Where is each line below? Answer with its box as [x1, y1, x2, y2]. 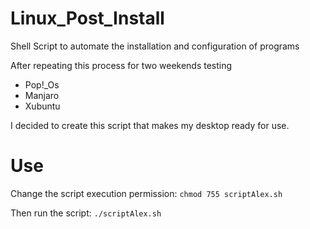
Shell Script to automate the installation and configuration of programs [10, 40, 300, 52]
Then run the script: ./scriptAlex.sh [10, 207, 162, 219]
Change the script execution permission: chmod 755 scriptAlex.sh [10, 187, 283, 199]
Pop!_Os [24, 78, 60, 91]
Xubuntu [24, 100, 61, 112]
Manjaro [24, 89, 60, 101]
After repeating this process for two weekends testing [10, 59, 233, 71]
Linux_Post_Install [10, 7, 165, 30]
